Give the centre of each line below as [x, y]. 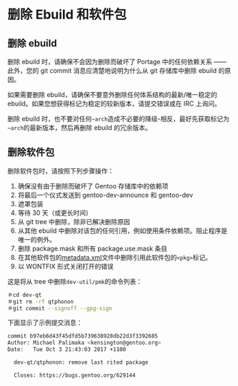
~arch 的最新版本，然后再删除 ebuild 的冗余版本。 [80, 128]
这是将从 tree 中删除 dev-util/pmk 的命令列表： [75, 281]
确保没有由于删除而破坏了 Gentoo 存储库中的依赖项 [93, 186]
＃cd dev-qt [25, 295]
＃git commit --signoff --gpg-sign [60, 308]
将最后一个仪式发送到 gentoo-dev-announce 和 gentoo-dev [105, 195]
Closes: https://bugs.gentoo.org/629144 [75, 375]
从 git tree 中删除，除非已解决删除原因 [74, 221]
